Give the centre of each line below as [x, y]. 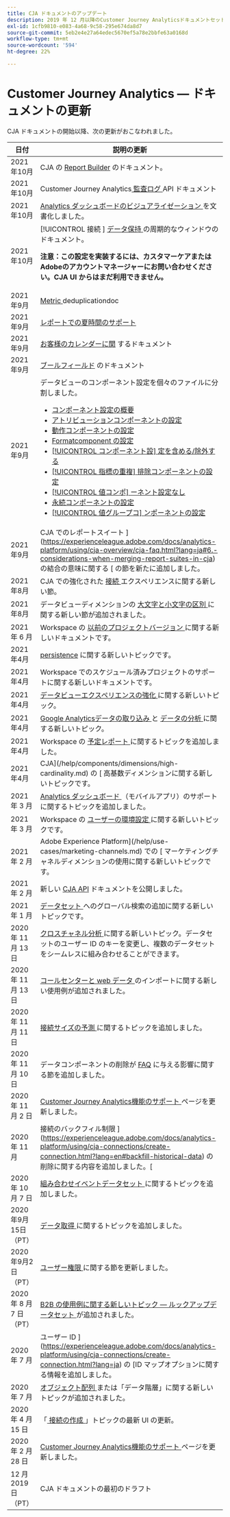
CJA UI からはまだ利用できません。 [111, 277]
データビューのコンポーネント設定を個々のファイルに [126, 383]
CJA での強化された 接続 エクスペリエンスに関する [121, 581]
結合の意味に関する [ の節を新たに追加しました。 [126, 568]
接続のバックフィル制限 [78, 1128]
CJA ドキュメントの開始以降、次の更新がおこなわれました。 [92, 131]
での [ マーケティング [178, 851]
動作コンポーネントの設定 [93, 430]
